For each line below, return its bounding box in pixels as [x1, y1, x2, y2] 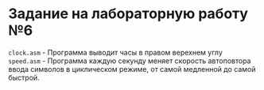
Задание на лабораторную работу [8, 5, 249, 23]
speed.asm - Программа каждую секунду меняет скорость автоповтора [8, 56, 251, 66]
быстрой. [8, 73, 40, 82]
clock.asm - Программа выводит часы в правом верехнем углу [8, 47, 223, 57]
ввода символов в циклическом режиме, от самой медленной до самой [8, 64, 256, 73]
